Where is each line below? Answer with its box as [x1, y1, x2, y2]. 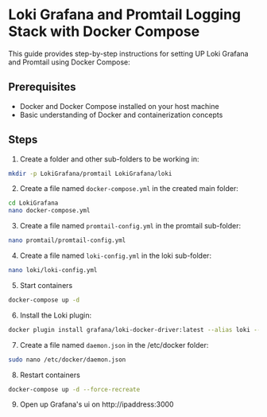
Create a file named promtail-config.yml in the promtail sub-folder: [19, 221, 242, 231]
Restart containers [19, 370, 81, 380]
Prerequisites [8, 80, 76, 94]
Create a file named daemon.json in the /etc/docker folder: [19, 340, 209, 349]
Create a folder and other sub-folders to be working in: [19, 154, 199, 164]
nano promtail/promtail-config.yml [8, 236, 126, 244]
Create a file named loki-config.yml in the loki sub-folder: [19, 251, 212, 260]
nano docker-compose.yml [8, 207, 91, 215]
